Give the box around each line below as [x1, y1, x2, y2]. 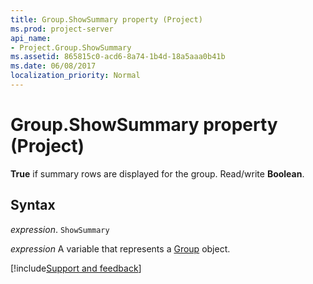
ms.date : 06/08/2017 [10, 61, 97, 71]
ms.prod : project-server [10, 24, 114, 34]
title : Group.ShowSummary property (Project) [10, 14, 203, 25]
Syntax [10, 197, 56, 214]
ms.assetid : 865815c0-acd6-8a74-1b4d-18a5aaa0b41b [10, 52, 226, 62]
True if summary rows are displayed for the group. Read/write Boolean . [10, 167, 305, 180]
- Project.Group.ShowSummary [10, 42, 132, 53]
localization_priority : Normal [10, 71, 141, 81]
